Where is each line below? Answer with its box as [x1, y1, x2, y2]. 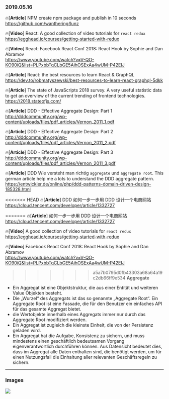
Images [5, 377, 24, 384]
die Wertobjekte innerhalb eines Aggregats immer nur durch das [12, 312, 146, 318]
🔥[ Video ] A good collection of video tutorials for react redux [5, 228, 131, 234]
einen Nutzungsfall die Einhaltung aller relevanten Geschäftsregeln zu [12, 354, 157, 360]
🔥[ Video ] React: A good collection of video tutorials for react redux [5, 30, 146, 36]
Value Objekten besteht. [12, 290, 63, 296]
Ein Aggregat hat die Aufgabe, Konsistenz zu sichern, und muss [12, 333, 145, 339]
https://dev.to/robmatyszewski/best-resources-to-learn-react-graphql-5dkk [5, 77, 163, 83]
